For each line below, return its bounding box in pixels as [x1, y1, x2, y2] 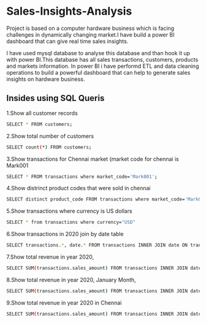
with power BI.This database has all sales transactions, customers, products [6, 56, 199, 63]
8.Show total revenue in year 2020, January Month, [6, 276, 136, 283]
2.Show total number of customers [6, 132, 94, 139]
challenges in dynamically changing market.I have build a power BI [6, 31, 175, 38]
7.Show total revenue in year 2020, [6, 253, 94, 261]
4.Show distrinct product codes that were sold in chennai [6, 185, 151, 192]
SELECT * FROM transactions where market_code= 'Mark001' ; [6, 173, 158, 180]
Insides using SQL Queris [6, 93, 105, 103]
